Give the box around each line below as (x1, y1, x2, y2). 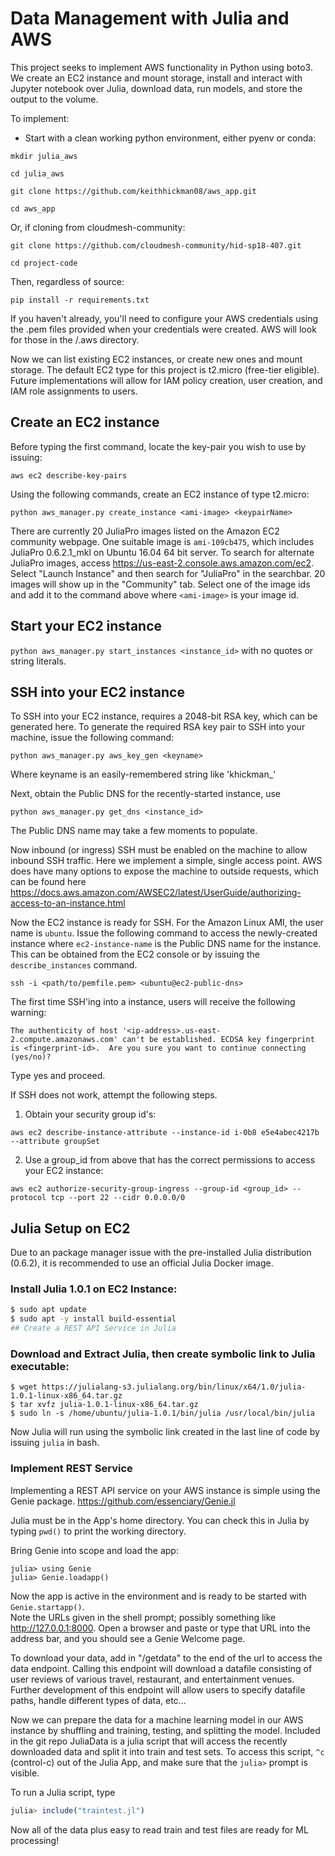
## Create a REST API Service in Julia (10, 1323, 177, 1334)
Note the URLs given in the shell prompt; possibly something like (10, 1611, 277, 1623)
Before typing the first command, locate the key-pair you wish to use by (10, 440, 307, 452)
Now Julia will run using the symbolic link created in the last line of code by (10, 1426, 320, 1438)
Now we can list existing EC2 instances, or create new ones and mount (10, 353, 303, 365)
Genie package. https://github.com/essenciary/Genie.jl (10, 1495, 236, 1507)
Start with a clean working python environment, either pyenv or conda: (24, 132, 317, 144)
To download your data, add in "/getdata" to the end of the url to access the (10, 1652, 323, 1664)
